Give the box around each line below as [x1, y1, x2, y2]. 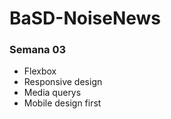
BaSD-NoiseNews [9, 7, 162, 30]
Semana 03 [9, 43, 67, 57]
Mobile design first [23, 97, 102, 109]
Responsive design [23, 76, 103, 88]
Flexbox [23, 65, 57, 77]
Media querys [23, 87, 82, 99]
